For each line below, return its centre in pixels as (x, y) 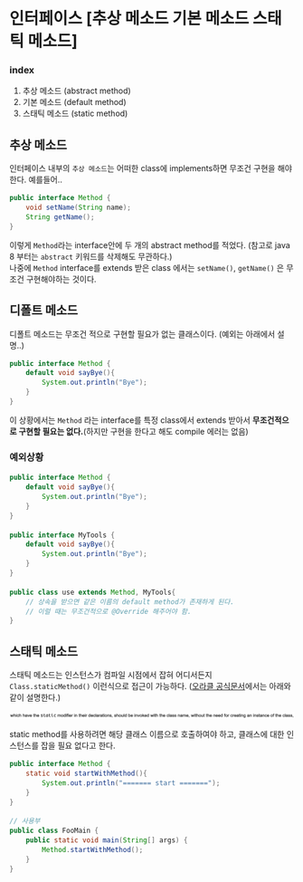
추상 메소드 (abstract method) (76, 91)
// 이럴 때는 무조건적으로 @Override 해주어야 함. (109, 611)
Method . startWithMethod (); (93, 849)
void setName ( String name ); (78, 208)
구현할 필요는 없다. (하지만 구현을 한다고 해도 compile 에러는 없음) (133, 431)
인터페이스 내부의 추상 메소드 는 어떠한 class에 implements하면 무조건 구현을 (142, 168)
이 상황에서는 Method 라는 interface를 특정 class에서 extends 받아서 (130, 420)
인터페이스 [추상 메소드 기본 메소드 (129, 19)
